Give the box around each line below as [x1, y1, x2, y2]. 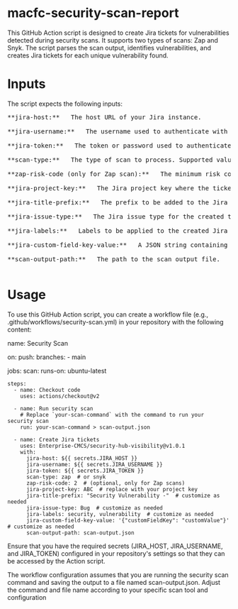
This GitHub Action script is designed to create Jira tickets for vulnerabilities [7, 28, 229, 37]
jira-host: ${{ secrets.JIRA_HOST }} [25, 454, 138, 462]
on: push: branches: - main [7, 353, 86, 361]
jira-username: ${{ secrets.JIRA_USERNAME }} [25, 461, 163, 468]
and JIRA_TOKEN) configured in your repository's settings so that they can [7, 549, 225, 558]
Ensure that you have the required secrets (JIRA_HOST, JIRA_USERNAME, [7, 542, 223, 550]
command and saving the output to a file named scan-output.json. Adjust [7, 578, 221, 586]
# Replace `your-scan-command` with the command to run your [20, 411, 204, 418]
